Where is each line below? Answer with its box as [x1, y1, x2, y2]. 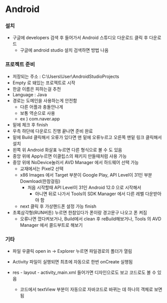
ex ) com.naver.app [20, 115, 60, 121]
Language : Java [12, 91, 47, 97]
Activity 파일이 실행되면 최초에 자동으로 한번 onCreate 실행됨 [12, 259, 133, 265]
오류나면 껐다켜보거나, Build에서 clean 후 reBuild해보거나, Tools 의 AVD [20, 216, 161, 222]
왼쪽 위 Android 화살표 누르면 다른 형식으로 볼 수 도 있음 [12, 146, 122, 153]
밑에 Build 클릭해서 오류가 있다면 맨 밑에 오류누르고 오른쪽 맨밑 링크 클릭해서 [12, 134, 162, 140]
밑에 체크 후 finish [12, 121, 48, 127]
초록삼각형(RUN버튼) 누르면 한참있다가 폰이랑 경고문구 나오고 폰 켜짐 [12, 209, 147, 215]
